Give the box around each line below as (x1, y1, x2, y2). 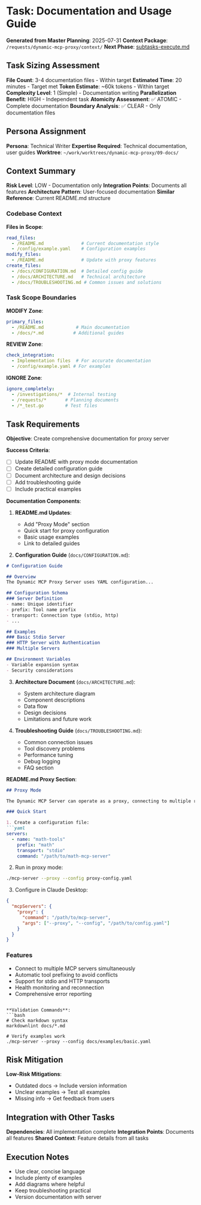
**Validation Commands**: (6, 1007, 71, 1013)
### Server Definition (6, 596, 63, 602)
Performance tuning (23, 751, 74, 759)
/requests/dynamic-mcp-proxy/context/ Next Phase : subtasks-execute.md (6, 43, 190, 50)
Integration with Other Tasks (6, 1112, 115, 1122)
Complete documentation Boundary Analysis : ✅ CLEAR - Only (6, 102, 162, 109)
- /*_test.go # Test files (11, 403, 98, 409)
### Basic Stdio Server (6, 634, 66, 641)
